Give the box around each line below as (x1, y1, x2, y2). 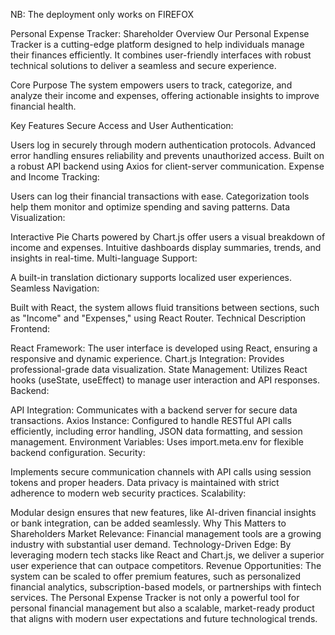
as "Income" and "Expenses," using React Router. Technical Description (10, 312, 307, 324)
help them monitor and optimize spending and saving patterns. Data (10, 201, 291, 213)
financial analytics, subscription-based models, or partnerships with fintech (10, 581, 322, 593)
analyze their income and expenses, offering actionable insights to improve (10, 90, 320, 101)
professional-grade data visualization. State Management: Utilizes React (10, 364, 308, 375)
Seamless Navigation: (10, 282, 100, 294)
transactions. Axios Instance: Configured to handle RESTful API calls (10, 415, 292, 426)
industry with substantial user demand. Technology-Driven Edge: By (10, 539, 292, 550)
